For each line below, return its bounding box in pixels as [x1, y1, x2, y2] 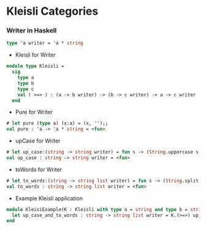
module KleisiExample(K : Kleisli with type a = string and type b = [6, 206, 188, 212]
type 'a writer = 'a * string [6, 40, 84, 47]
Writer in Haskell [6, 26, 57, 35]
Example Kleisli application [15, 195, 83, 202]
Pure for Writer [15, 109, 53, 116]
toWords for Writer [15, 166, 63, 173]
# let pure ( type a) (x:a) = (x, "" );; [6, 120, 109, 126]
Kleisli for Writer [15, 51, 56, 59]
